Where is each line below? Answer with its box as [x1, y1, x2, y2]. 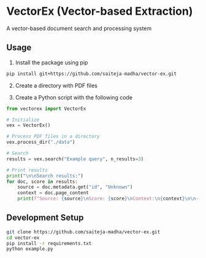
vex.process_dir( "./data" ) [6, 139, 75, 146]
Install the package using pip [15, 58, 88, 66]
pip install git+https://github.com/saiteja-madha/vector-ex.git [6, 71, 177, 77]
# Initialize [6, 117, 40, 123]
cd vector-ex [6, 235, 40, 241]
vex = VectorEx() [6, 122, 51, 128]
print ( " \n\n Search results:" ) [6, 173, 84, 179]
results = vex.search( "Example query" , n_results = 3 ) [6, 155, 144, 162]
